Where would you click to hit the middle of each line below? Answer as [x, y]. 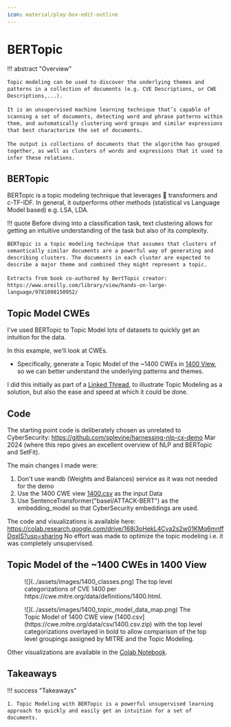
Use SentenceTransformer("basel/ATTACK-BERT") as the [98, 501]
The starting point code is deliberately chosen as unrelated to [94, 430]
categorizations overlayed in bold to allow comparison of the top [115, 631]
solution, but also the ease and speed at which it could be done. [98, 392]
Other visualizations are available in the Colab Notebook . [87, 652]
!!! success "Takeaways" [42, 690]
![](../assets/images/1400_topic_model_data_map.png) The [108, 609]
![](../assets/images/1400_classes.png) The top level [99, 581]
